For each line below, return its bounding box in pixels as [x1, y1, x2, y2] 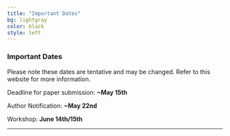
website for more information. [7, 75, 91, 83]
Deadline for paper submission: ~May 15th [7, 88, 128, 96]
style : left [7, 29, 41, 36]
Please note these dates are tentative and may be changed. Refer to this [7, 67, 211, 76]
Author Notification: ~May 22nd [7, 101, 97, 110]
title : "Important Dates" [7, 10, 81, 17]
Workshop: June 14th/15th [7, 115, 83, 123]
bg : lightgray [7, 16, 48, 23]
